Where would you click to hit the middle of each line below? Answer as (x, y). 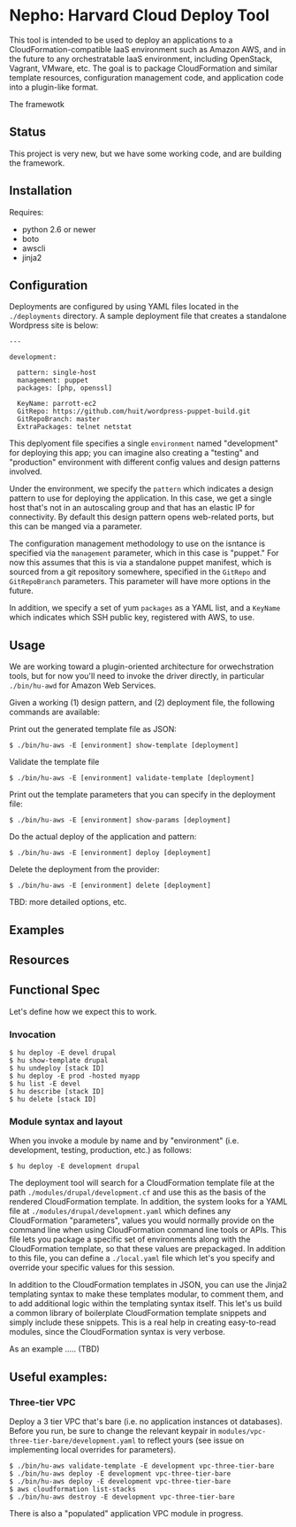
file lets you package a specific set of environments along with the (130, 1239)
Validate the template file (54, 762)
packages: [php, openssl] (65, 388)
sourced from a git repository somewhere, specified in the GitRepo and (138, 572)
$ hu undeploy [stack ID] (57, 1069)
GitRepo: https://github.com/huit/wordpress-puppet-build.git (134, 412)
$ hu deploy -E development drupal (75, 1166)
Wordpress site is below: (54, 325)
